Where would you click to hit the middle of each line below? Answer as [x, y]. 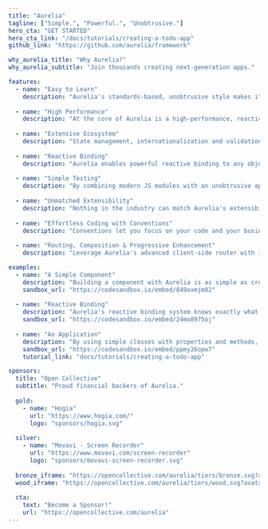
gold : [25, 401]
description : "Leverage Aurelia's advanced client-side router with [139, 253]
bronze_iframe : [41, 475]
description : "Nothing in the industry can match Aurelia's [124, 208]
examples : [25, 267]
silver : [28, 438]
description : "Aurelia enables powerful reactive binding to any [134, 164]
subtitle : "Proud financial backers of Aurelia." [99, 386]
